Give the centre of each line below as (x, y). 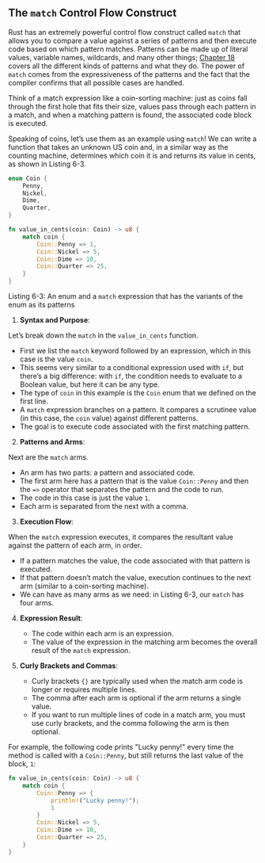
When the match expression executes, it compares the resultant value (121, 537)
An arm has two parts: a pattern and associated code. (107, 473)
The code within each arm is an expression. (102, 634)
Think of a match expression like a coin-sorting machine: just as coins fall (128, 97)
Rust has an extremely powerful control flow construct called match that (125, 32)
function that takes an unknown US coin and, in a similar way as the (118, 147)
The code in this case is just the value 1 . (85, 498)
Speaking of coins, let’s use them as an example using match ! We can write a (132, 139)
